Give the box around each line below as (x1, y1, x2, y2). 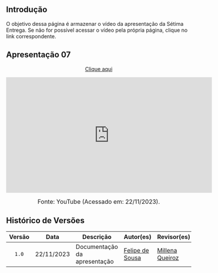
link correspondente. (6, 32, 57, 40)
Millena (157, 247, 177, 255)
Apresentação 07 (6, 50, 71, 60)
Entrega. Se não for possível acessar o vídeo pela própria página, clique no (6, 26, 188, 33)
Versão (9, 233, 30, 241)
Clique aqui (85, 65, 113, 72)
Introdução (6, 5, 48, 15)
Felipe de (123, 247, 149, 255)
